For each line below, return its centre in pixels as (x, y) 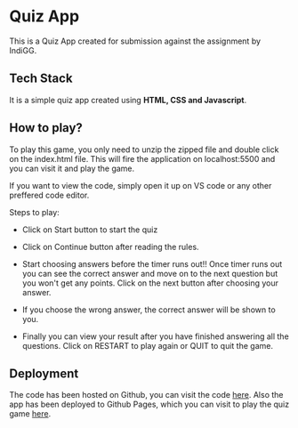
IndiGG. (23, 50)
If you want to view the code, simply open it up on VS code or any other (141, 185)
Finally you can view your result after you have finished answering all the (155, 336)
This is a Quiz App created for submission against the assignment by (135, 41)
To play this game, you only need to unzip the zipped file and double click (144, 149)
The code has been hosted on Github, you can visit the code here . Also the (146, 395)
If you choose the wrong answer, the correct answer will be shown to (149, 310)
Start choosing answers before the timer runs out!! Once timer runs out (152, 263)
